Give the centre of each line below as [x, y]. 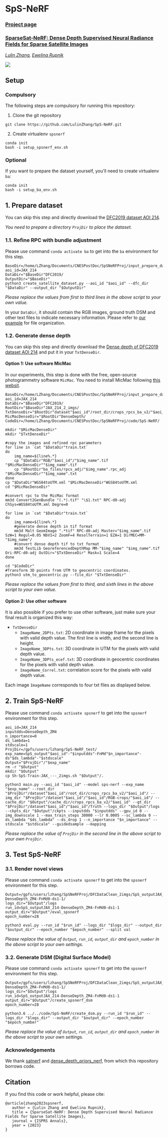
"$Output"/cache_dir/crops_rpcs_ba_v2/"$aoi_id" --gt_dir [89, 802]
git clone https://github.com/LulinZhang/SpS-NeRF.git [63, 125]
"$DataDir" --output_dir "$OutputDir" [45, 288]
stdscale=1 [16, 745]
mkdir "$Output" [22, 772]
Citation [18, 1082]
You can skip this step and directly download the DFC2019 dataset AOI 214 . [83, 218]
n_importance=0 [21, 737]
